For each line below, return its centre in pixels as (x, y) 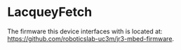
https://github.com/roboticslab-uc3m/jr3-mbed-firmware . (90, 38)
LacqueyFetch (50, 12)
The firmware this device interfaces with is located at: (85, 31)
